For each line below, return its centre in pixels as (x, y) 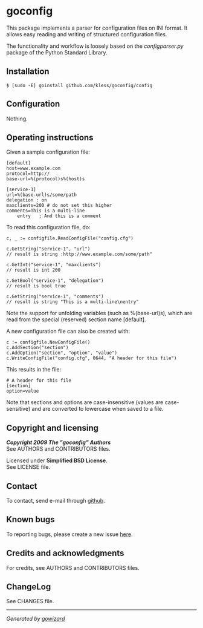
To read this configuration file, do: (48, 227)
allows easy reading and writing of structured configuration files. (87, 34)
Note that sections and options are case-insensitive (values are (85, 402)
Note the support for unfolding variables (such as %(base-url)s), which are (99, 313)
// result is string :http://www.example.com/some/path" (79, 254)
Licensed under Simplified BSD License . (57, 460)
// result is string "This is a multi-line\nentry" (72, 302)
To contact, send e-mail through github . (56, 501)
